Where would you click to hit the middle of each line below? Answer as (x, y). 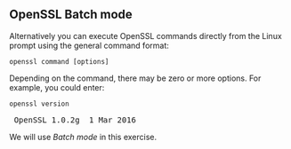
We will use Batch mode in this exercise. (83, 137)
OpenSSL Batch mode (71, 15)
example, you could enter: (57, 87)
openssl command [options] (59, 61)
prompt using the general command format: (89, 45)
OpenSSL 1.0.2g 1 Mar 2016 (75, 120)
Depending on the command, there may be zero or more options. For (135, 78)
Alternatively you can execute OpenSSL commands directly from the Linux (145, 35)
